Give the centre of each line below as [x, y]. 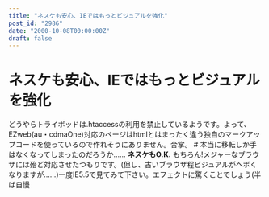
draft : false [30, 38]
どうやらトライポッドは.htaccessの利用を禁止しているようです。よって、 [130, 125]
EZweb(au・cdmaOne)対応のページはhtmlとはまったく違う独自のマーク [127, 134]
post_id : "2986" [36, 23]
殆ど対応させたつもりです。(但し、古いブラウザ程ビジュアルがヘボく [143, 165]
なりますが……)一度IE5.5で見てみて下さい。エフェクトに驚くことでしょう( [131, 174]
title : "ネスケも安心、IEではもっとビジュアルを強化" [88, 16]
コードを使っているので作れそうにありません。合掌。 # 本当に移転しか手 [136, 145]
